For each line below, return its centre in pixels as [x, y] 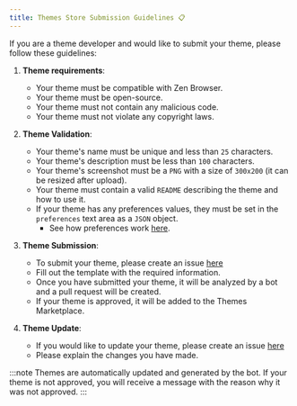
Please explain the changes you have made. [117, 355]
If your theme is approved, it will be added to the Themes [141, 301]
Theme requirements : [64, 70]
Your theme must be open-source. [99, 97]
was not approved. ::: [48, 392]
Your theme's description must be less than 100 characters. [145, 161]
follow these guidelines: [53, 53]
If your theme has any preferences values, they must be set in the [157, 209]
